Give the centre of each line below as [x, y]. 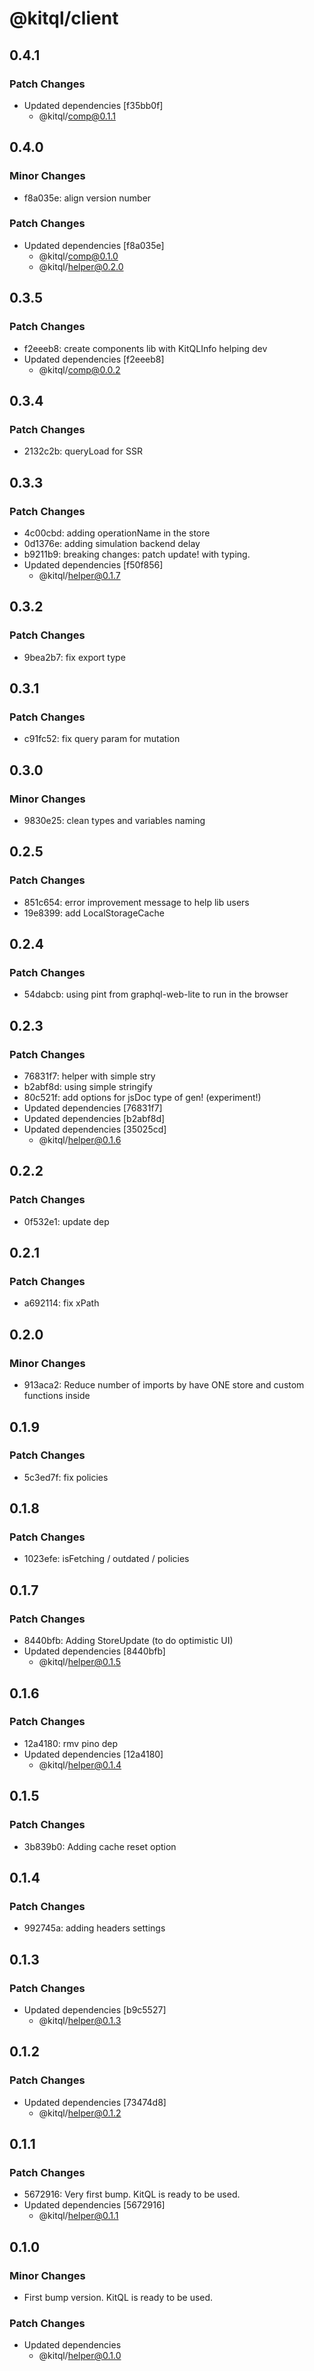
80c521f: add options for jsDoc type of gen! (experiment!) [142, 1098]
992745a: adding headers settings [94, 1928]
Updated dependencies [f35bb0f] [93, 105]
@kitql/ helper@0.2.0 [81, 266]
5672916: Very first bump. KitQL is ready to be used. [132, 2194]
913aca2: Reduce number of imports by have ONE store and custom [164, 1385]
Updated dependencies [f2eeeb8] [94, 359]
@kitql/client [64, 18]
